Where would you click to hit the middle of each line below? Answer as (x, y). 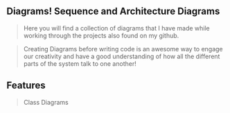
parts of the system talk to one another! (80, 63)
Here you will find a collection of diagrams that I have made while (117, 28)
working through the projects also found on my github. (101, 35)
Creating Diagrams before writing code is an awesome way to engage (123, 49)
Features (26, 86)
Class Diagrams (46, 102)
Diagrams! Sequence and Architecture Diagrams (113, 11)
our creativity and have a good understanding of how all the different (122, 56)
